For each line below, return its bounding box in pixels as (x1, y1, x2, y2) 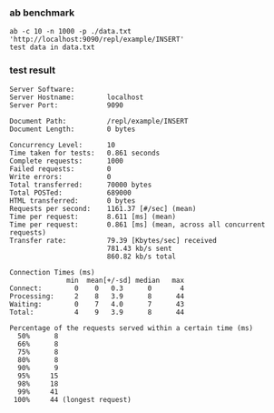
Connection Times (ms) (9, 267, 95, 277)
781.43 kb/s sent (106, 244, 172, 253)
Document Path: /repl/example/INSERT (9, 116, 189, 126)
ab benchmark (9, 6, 75, 19)
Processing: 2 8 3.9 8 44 (9, 291, 184, 301)
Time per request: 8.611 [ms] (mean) (9, 212, 177, 221)
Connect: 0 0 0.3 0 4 (9, 284, 184, 293)
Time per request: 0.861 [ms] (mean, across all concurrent (9, 220, 266, 229)
